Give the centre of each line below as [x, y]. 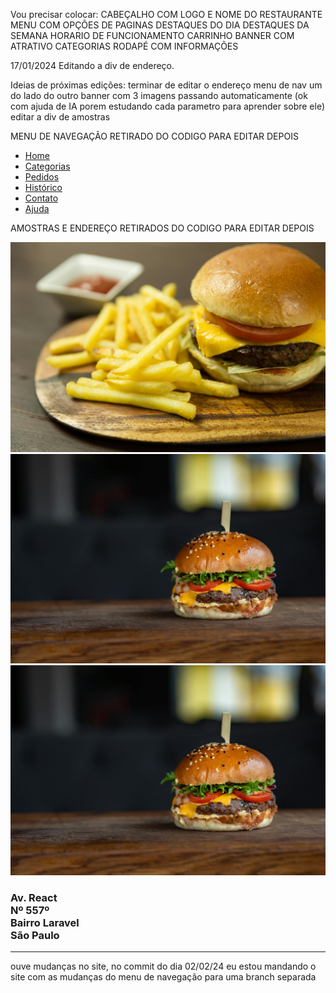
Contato [41, 198]
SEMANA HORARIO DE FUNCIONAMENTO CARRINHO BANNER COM [152, 35]
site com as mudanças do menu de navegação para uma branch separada [163, 977]
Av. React [34, 897]
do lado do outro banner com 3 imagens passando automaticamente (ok [159, 95]
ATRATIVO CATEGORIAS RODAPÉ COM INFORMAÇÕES [124, 46]
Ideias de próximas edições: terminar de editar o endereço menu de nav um [166, 85]
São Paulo [35, 935]
